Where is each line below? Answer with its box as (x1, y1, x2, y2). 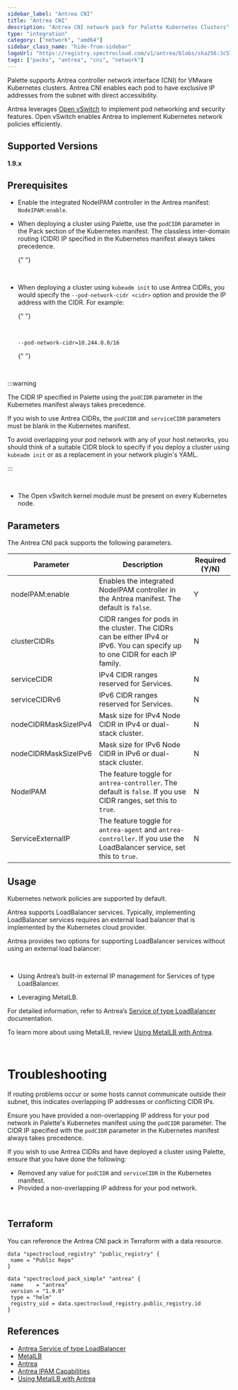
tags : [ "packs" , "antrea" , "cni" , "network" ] (7, 57, 144, 64)
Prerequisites (7, 179, 68, 191)
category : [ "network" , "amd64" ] (7, 37, 103, 44)
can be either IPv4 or (98, 632, 169, 642)
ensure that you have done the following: (7, 1155, 127, 1163)
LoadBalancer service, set (98, 843, 186, 853)
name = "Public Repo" (10, 1256, 74, 1264)
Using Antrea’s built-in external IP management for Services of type (17, 972, 215, 980)
